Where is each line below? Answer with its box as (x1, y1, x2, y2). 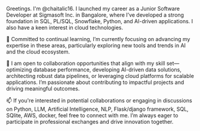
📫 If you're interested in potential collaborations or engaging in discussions (6, 97, 192, 104)
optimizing (6, 66, 32, 73)
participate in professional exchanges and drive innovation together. (6, 118, 174, 125)
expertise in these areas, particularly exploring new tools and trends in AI (6, 42, 186, 49)
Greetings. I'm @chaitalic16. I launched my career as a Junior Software (6, 5, 180, 12)
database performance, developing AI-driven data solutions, (33, 66, 182, 73)
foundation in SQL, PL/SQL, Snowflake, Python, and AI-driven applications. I (6, 18, 193, 24)
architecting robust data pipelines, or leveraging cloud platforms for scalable (6, 73, 194, 79)
